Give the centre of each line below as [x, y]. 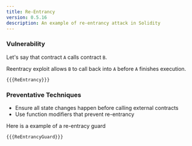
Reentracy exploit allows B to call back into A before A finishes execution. [96, 68]
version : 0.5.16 [27, 17]
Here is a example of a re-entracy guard [56, 126]
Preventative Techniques [44, 95]
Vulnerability [26, 44]
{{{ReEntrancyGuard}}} [35, 137]
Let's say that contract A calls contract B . [57, 57]
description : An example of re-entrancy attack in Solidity [84, 23]
